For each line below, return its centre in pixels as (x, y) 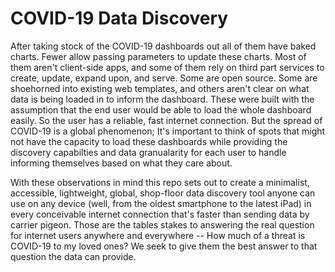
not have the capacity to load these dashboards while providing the (149, 141)
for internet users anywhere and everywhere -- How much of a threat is (158, 235)
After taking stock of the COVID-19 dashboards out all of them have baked (163, 46)
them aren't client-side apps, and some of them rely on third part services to (167, 67)
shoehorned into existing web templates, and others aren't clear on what (160, 88)
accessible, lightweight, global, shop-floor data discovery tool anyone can (163, 193)
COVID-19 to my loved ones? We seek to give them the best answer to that (164, 246)
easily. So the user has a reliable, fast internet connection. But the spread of (166, 120)
